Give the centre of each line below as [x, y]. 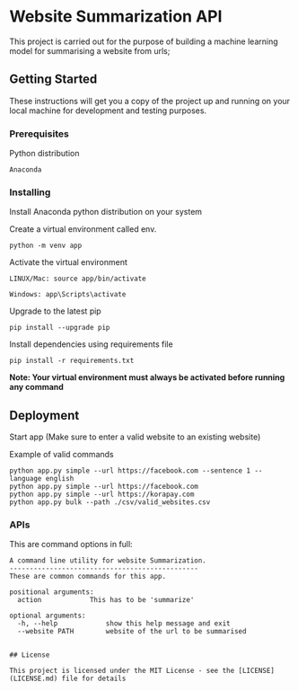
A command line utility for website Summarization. [108, 561]
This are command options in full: [71, 545]
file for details [94, 679]
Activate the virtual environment [69, 262]
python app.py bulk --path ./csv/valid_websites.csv [110, 502]
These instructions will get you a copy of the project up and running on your [149, 101]
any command [37, 387]
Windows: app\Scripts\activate [68, 295]
